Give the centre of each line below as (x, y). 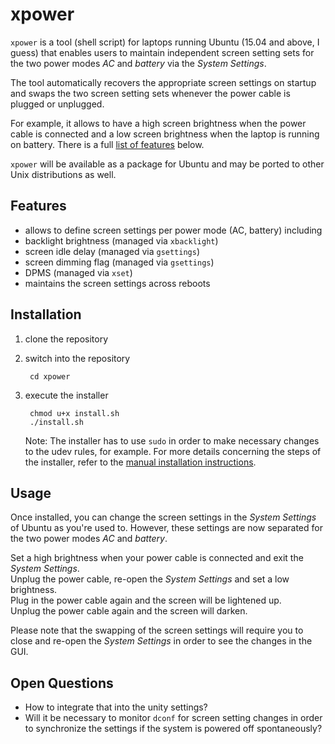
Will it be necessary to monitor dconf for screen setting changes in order (173, 718)
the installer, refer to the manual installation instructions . (140, 462)
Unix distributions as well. (63, 174)
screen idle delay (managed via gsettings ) (112, 251)
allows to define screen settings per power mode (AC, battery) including (173, 230)
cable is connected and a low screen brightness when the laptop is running (165, 134)
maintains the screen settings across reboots (117, 283)
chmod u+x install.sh (74, 413)
